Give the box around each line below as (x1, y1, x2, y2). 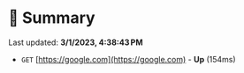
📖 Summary (8, 8, 95, 28)
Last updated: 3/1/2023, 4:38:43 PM (8, 37, 143, 47)
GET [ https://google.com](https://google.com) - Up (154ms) (20, 54, 236, 64)
